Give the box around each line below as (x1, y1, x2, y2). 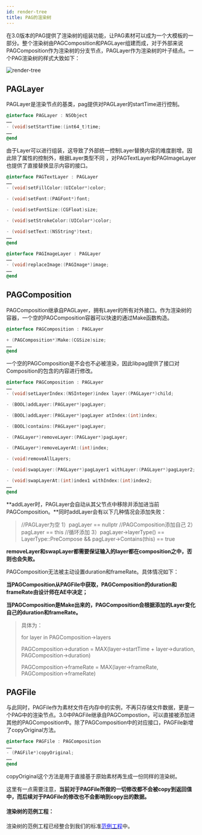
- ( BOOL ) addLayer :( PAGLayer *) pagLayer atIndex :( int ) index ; (6, 412, 158, 418)
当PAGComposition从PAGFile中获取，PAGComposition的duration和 (6, 581, 177, 588)
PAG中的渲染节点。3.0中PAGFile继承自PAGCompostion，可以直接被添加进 (11, 711, 195, 719)
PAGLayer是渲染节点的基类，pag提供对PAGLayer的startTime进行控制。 (6, 101, 183, 108)
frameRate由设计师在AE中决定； (6, 588, 88, 596)
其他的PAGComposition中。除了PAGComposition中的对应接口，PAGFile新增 (6, 719, 194, 726)
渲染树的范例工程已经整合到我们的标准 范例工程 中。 (6, 822, 133, 830)
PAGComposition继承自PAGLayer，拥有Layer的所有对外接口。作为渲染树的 (6, 306, 192, 314)
